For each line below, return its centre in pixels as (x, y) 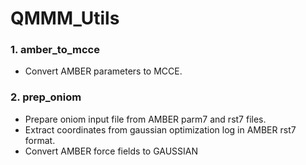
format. (40, 140)
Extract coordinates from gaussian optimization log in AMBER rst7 (160, 129)
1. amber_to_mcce (55, 50)
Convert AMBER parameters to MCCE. (103, 71)
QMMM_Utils (65, 18)
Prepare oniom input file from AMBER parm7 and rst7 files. (145, 119)
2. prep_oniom (46, 97)
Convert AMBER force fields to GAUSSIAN (111, 151)
